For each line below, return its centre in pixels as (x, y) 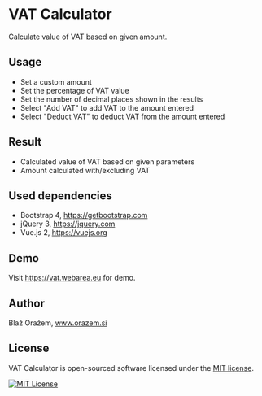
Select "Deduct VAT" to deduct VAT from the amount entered (122, 116)
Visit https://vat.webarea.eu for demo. (72, 278)
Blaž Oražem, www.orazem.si (58, 323)
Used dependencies (60, 196)
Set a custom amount (56, 81)
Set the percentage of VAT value (74, 90)
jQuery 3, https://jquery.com (68, 224)
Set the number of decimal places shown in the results (111, 99)
